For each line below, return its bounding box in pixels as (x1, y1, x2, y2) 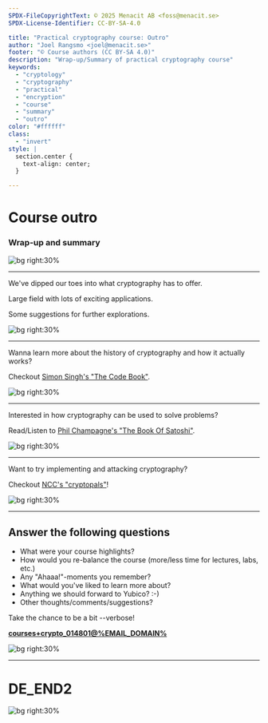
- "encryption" (15, 93, 66, 101)
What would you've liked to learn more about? (19, 581, 171, 590)
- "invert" (15, 137, 52, 145)
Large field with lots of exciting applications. (8, 293, 154, 304)
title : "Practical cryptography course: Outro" (8, 34, 170, 42)
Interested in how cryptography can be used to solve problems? (8, 410, 219, 419)
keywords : (8, 63, 41, 72)
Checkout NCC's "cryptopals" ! (8, 479, 109, 489)
